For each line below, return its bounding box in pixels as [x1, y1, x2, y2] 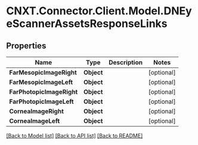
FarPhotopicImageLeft [9, 97, 74, 106]
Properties [6, 41, 47, 51]
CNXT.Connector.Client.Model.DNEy [6, 4, 192, 18]
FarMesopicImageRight [9, 69, 78, 76]
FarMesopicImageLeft [9, 78, 73, 86]
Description [109, 58, 143, 66]
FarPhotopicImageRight [9, 88, 78, 96]
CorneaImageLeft [9, 117, 60, 125]
